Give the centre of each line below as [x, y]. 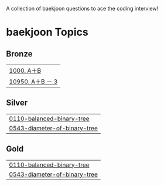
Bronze [20, 54]
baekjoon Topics [47, 32]
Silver [17, 103]
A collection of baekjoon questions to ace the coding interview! [82, 9]
